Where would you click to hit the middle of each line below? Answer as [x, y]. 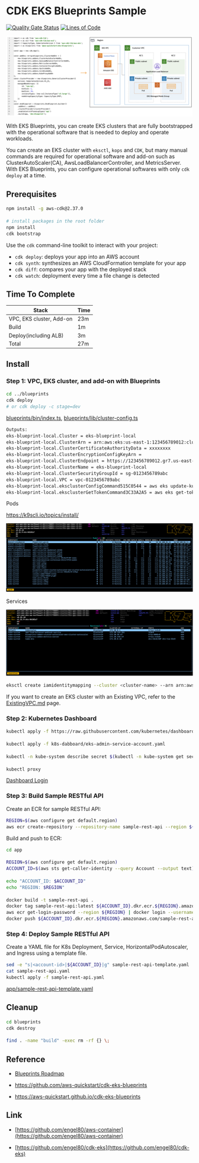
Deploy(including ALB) [36, 335]
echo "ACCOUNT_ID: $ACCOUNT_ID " [46, 881]
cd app [14, 850]
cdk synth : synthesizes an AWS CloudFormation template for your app [100, 263]
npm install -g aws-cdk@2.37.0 [45, 209]
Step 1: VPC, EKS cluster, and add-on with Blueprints [84, 381]
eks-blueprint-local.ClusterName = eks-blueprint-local [76, 467]
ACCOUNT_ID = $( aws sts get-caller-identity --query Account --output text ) [100, 869]
